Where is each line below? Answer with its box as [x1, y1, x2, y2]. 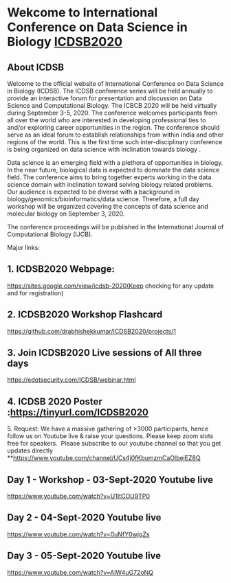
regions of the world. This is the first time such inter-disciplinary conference [7, 138, 223, 146]
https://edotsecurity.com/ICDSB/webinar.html [7, 376, 136, 384]
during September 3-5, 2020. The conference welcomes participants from [7, 108, 218, 117]
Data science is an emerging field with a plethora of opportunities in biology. [7, 159, 223, 166]
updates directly [7, 446, 54, 455]
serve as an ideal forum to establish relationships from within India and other [7, 130, 224, 139]
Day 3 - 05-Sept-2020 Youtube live [7, 550, 162, 562]
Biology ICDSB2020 [7, 34, 122, 49]
